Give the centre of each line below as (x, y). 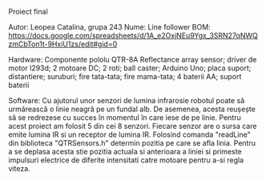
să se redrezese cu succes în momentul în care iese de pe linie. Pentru (125, 118)
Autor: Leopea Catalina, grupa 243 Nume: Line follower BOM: (109, 27)
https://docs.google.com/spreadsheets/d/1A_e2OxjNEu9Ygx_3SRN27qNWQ (133, 36)
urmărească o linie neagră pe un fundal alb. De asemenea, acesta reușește (132, 109)
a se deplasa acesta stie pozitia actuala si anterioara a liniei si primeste (125, 152)
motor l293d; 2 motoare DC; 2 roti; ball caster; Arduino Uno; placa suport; (130, 68)
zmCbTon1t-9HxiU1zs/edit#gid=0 (63, 44)
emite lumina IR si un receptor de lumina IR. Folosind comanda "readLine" (129, 134)
